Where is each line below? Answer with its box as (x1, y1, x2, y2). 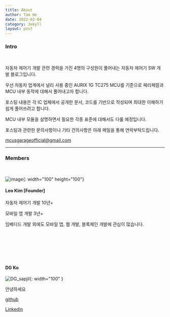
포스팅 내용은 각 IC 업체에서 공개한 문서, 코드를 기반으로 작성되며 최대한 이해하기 (5, 99, 163, 105)
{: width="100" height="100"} (23, 176, 84, 182)
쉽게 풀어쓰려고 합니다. (5, 105, 50, 112)
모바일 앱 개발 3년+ (5, 210, 44, 216)
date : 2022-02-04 (5, 17, 42, 22)
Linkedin (5, 306, 23, 312)
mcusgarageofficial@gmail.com (5, 137, 72, 144)
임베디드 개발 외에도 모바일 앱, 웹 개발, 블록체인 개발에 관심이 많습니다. (5, 221, 144, 227)
